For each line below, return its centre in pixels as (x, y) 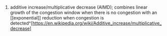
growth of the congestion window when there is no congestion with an (83, 12)
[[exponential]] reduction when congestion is (57, 18)
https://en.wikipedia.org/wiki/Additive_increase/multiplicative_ (97, 23)
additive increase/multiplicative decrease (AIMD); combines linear (79, 7)
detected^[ (21, 23)
